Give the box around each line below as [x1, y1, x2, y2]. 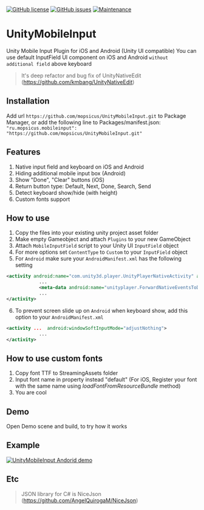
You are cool [15, 389, 47, 396]
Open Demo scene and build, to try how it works [6, 423, 127, 430]
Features [6, 147, 41, 158]
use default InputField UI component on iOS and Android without [6, 54, 169, 61]
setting [15, 262, 33, 269]
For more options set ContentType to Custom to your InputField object [15, 248, 188, 256]
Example [6, 440, 40, 450]
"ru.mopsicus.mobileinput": [6, 125, 78, 131]
